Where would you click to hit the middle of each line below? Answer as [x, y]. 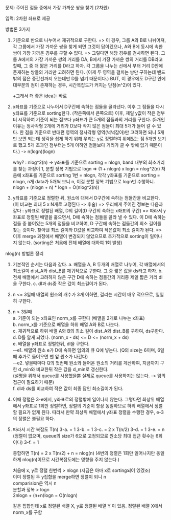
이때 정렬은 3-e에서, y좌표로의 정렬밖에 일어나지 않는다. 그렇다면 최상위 [83, 399]
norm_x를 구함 [27, 512]
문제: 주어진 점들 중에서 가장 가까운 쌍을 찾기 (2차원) [57, 7]
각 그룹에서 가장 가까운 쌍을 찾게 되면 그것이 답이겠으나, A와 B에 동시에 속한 [88, 47]
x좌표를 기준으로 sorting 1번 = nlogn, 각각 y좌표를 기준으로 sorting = [91, 175]
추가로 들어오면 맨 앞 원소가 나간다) [53, 356]
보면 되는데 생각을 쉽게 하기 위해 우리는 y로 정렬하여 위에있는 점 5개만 [87, 139]
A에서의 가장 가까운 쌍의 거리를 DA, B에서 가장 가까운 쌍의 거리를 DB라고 [91, 59]
